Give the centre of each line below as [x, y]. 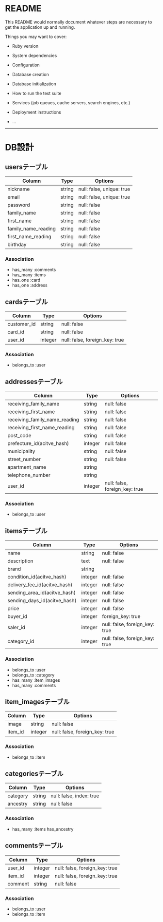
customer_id [22, 324]
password [19, 205]
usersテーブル [26, 167]
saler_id [16, 628]
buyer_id [17, 616]
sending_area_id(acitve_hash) [42, 593]
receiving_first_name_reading [41, 428]
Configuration [26, 65]
